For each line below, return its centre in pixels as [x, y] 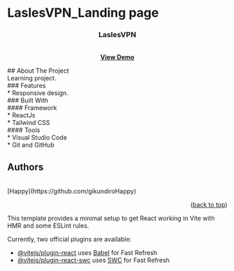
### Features [27, 86]
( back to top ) [209, 205]
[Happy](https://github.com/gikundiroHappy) [72, 191]
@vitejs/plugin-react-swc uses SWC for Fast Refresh [93, 261]
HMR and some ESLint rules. [48, 226]
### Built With [28, 101]
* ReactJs [21, 115]
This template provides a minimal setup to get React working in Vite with [111, 219]
